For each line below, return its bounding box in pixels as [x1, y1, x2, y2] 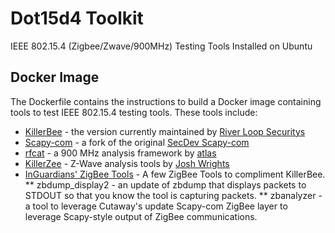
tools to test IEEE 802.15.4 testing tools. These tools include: [10, 106, 258, 118]
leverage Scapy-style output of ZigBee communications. [24, 210, 258, 222]
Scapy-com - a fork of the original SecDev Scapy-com [24, 136, 250, 148]
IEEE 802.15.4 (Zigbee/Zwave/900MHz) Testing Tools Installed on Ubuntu [10, 40, 313, 52]
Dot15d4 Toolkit [10, 7, 144, 30]
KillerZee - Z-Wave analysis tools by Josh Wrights [24, 157, 230, 169]
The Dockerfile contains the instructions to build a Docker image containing [10, 95, 322, 107]
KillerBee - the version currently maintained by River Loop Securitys [24, 125, 306, 137]
